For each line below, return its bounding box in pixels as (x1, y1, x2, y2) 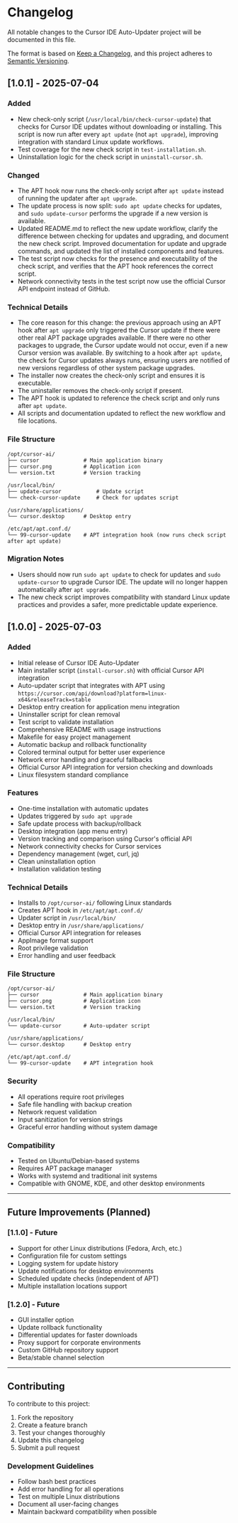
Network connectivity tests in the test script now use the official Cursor (17, 276, 226, 285)
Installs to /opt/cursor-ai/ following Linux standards (17, 898, 172, 907)
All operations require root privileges (17, 1092, 125, 1101)
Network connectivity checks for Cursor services (17, 841, 161, 850)
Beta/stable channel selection (17, 1353, 105, 1362)
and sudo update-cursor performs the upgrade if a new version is (17, 209, 208, 217)
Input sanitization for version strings (17, 1115, 123, 1124)
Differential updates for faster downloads (17, 1330, 138, 1339)
